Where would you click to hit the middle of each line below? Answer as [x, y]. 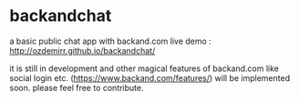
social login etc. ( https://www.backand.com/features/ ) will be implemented [149, 77]
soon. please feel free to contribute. [77, 87]
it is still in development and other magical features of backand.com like [144, 68]
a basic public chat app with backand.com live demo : [110, 41]
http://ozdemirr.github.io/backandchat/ [82, 50]
